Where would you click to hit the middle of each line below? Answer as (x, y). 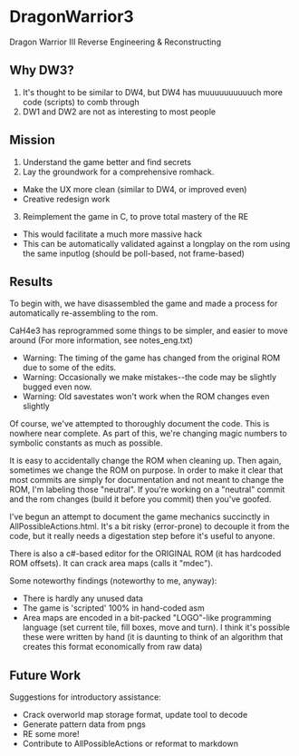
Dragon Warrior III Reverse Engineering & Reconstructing (116, 42)
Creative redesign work (66, 199)
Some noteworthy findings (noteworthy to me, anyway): (113, 581)
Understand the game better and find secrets (107, 162)
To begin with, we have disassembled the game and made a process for (144, 304)
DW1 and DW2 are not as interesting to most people (119, 112)
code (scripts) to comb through (81, 102)
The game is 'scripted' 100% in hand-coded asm (114, 608)
